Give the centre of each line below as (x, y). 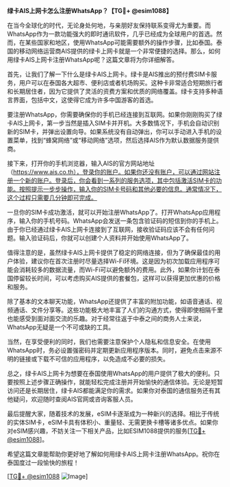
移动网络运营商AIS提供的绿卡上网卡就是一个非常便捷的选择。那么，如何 (120, 51)
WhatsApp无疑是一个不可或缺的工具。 (61, 327)
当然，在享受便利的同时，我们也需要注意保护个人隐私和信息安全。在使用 (109, 342)
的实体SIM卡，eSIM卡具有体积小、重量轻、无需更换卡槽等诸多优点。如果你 (113, 422)
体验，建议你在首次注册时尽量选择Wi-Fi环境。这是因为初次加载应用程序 (113, 261)
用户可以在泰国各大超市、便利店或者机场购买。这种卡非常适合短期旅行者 (121, 83)
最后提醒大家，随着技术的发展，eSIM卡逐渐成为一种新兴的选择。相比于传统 (113, 414)
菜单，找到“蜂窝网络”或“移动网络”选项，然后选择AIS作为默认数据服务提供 (116, 140)
